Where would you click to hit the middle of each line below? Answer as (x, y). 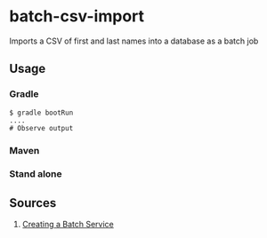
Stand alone (36, 174)
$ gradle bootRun (41, 113)
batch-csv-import (77, 16)
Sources (33, 203)
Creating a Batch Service (68, 225)
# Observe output (41, 128)
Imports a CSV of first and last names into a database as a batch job (134, 41)
